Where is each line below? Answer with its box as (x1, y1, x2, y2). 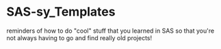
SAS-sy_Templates (6, 4, 116, 20)
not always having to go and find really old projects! (6, 33, 152, 42)
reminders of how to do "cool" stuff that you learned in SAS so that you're (6, 27, 215, 35)
